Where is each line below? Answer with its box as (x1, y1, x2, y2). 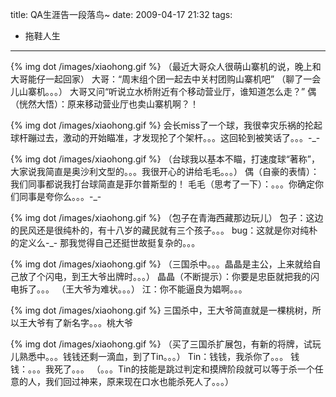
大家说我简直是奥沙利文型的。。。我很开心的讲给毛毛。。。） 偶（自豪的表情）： (10, 166, 320, 177)
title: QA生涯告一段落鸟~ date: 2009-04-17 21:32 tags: (10, 9, 233, 20)
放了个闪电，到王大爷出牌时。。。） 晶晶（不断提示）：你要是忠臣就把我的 (18, 271, 311, 282)
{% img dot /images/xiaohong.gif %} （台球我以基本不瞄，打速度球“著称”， (10, 153, 320, 165)
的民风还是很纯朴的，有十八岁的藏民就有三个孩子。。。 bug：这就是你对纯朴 (10, 224, 318, 236)
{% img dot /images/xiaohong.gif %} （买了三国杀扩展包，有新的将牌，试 (10, 338, 313, 350)
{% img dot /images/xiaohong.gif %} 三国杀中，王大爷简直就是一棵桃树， (10, 304, 313, 316)
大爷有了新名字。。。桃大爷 (27, 317, 133, 328)
